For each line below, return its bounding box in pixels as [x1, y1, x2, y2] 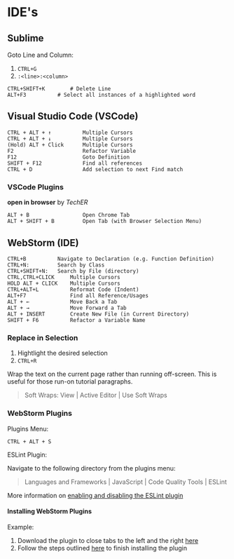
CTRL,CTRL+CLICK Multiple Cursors [7, 274, 121, 281]
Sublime [7, 32, 44, 44]
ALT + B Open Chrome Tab [7, 212, 130, 219]
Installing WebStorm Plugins [7, 507, 92, 516]
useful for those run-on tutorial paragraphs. [7, 377, 133, 386]
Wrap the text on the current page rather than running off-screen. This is [7, 370, 217, 379]
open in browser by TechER [7, 198, 88, 207]
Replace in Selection [7, 332, 78, 342]
